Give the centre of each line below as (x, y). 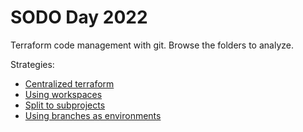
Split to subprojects (65, 105)
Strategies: (32, 64)
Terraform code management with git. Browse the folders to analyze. (152, 45)
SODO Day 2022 (79, 17)
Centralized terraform (69, 83)
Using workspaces (63, 94)
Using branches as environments (93, 115)
